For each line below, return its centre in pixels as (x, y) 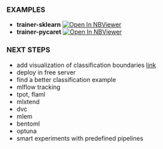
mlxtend (28, 101)
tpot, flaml (31, 94)
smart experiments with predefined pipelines (80, 138)
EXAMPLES (26, 10)
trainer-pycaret (39, 32)
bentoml (28, 123)
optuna (26, 131)
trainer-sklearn (39, 25)
